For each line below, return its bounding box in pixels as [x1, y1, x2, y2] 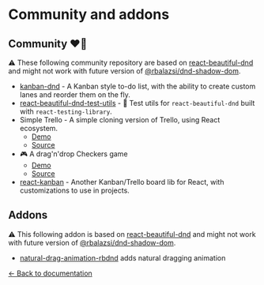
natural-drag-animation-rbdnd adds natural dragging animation [19, 253, 226, 262]
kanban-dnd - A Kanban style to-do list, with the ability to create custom [19, 81, 256, 91]
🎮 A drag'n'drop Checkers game [19, 149, 128, 159]
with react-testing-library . [19, 107, 112, 116]
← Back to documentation [8, 268, 92, 278]
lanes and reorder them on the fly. [19, 90, 130, 99]
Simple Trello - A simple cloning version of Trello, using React [19, 115, 221, 124]
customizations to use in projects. [19, 186, 130, 195]
